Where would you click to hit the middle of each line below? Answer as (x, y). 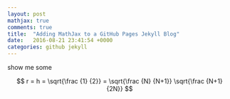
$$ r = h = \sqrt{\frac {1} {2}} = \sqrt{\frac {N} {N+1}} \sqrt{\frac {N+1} (120, 81)
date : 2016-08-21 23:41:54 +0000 (60, 41)
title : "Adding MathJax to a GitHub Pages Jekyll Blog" (94, 34)
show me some (30, 67)
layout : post (27, 14)
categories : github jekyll (47, 47)
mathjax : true (28, 21)
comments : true (30, 27)
